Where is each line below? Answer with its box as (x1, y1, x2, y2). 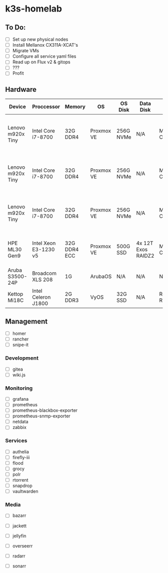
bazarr (12, 513, 26, 519)
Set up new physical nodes (12, 36, 68, 42)
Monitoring (5, 385, 33, 392)
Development (5, 355, 39, 362)
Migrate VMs (12, 48, 39, 54)
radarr (12, 553, 26, 559)
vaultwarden (12, 488, 38, 495)
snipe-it (12, 342, 28, 348)
